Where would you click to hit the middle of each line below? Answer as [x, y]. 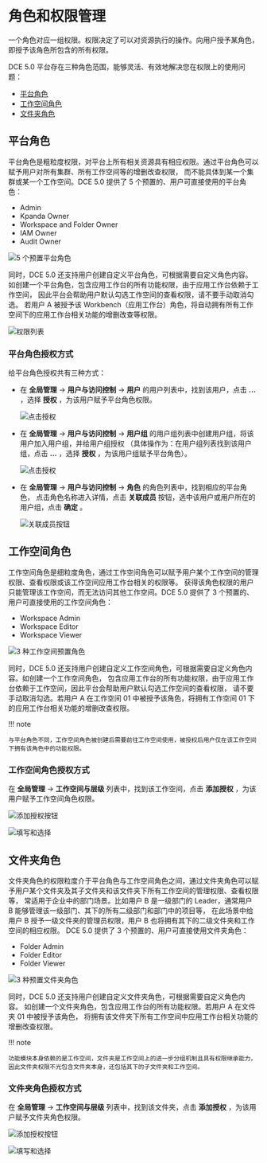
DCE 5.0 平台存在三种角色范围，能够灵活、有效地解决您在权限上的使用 [124, 66]
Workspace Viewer [51, 634]
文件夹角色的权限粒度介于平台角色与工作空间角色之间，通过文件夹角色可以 [130, 880]
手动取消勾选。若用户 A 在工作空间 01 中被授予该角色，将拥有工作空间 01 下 [132, 698]
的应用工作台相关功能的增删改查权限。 [71, 708]
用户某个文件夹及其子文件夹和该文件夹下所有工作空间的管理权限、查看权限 [137, 890]
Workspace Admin [50, 618]
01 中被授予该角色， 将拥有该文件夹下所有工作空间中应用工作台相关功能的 [137, 1017]
